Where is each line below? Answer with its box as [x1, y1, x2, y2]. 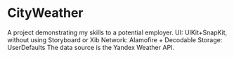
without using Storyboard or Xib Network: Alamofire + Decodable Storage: [7, 35, 223, 44]
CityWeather [7, 5, 84, 21]
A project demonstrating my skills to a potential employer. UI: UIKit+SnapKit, [7, 28, 228, 37]
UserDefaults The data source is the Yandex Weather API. [7, 43, 174, 51]
